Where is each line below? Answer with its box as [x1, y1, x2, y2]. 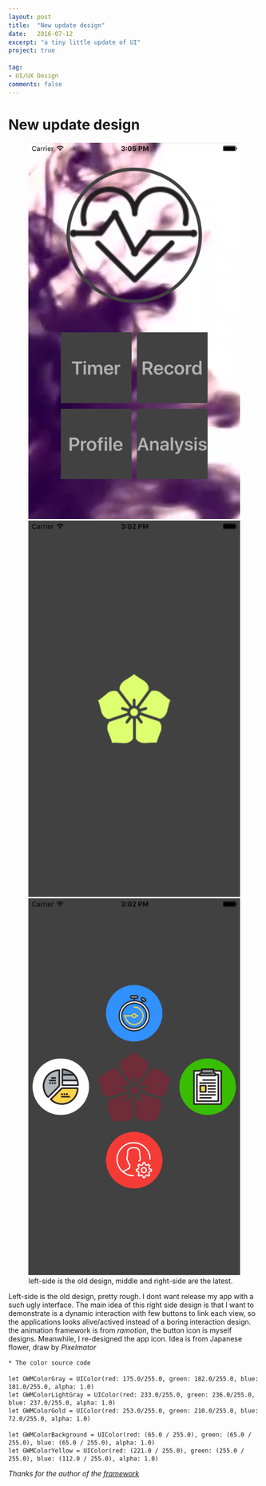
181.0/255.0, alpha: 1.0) [8, 1382, 94, 1391]
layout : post [8, 13, 52, 21]
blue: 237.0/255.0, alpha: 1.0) [8, 1398, 116, 1407]
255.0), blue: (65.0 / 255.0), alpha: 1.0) [8, 1438, 156, 1447]
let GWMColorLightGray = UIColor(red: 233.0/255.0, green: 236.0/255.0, [8, 1390, 256, 1399]
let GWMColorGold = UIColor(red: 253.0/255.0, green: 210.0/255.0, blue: [8, 1406, 260, 1415]
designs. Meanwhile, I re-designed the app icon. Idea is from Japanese [8, 1333, 243, 1343]
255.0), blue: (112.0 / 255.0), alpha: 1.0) [8, 1454, 159, 1463]
